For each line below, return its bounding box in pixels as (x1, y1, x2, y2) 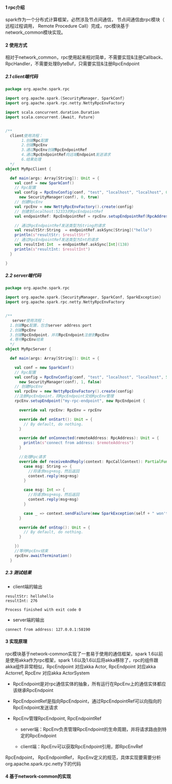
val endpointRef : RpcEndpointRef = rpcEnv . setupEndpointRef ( (14, 213, 147, 219)
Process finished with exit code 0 (5, 607, 81, 612)
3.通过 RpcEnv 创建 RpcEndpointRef (21, 147, 88, 153)
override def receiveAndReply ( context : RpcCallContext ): (18, 459, 143, 464)
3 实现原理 (5, 638, 28, 644)
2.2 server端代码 (5, 272, 41, 278)
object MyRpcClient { (5, 166, 52, 171)
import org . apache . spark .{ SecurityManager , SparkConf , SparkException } (5, 295, 161, 300)
